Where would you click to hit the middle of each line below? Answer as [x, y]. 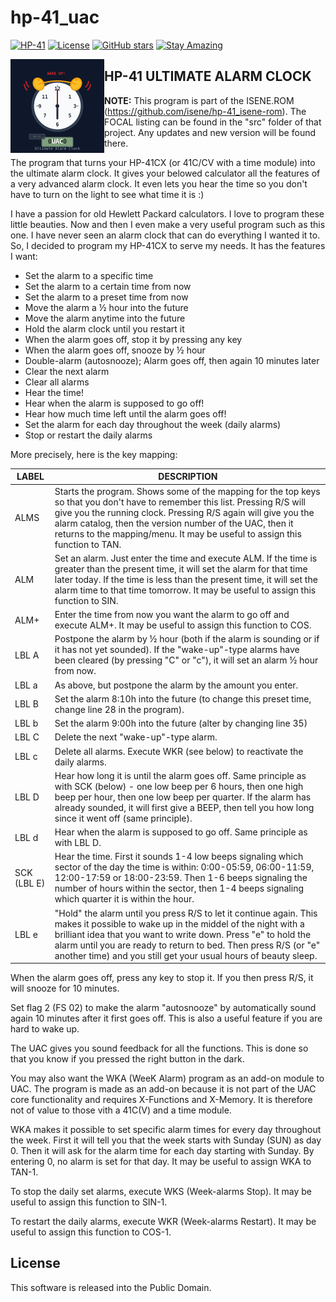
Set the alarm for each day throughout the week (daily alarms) [153, 424]
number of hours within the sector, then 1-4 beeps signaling [179, 888]
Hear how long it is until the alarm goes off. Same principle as [180, 775]
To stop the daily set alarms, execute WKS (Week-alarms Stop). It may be [161, 1191]
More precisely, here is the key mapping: [94, 454]
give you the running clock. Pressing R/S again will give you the [184, 512]
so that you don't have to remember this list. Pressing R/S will [180, 502]
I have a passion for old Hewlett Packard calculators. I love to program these [167, 213]
